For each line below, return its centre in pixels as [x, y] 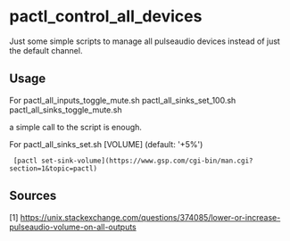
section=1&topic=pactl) [54, 168]
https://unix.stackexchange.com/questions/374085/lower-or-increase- [150, 217]
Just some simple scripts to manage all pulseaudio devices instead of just [145, 41]
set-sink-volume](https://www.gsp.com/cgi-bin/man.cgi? [147, 161]
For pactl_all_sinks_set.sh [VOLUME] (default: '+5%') [106, 144]
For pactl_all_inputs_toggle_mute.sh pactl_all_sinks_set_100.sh [123, 100]
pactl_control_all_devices [106, 17]
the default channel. [46, 50]
